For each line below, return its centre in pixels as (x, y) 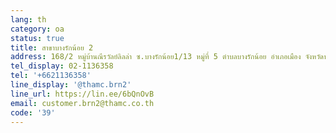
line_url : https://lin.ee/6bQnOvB (82, 94)
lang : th (28, 19)
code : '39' (33, 112)
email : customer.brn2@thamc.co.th (82, 103)
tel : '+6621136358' (51, 76)
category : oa (37, 29)
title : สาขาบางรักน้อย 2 (52, 47)
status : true (37, 38)
